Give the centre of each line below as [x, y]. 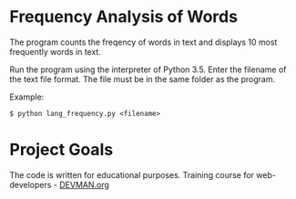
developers [31, 184]
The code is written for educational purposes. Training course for [132, 174]
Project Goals [61, 150]
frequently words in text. [56, 51]
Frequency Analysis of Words [124, 17]
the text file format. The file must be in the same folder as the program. [143, 79]
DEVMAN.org [84, 184]
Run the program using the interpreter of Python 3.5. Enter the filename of [148, 69]
